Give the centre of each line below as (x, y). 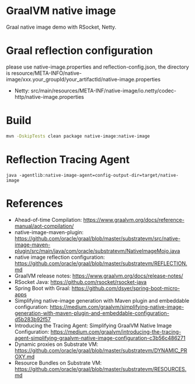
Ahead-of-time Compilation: (48, 220)
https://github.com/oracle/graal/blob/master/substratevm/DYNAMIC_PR (101, 350)
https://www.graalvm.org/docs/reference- (134, 220)
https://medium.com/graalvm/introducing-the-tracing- (116, 331)
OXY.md (25, 356)
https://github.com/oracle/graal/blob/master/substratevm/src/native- (97, 238)
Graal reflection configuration (80, 51)
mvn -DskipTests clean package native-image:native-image (78, 136)
